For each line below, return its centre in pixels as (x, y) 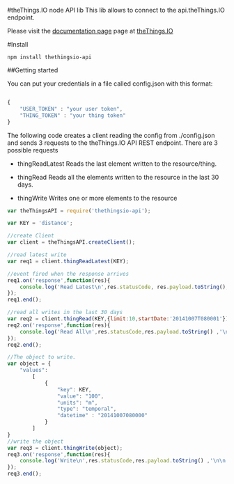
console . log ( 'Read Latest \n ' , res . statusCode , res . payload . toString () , (124, 287)
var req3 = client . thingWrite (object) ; (65, 448)
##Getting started (33, 70)
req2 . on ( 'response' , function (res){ (59, 325)
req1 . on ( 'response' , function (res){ (59, 280)
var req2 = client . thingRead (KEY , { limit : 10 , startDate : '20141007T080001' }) (118, 319)
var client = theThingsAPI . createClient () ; (71, 242)
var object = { (29, 364)
